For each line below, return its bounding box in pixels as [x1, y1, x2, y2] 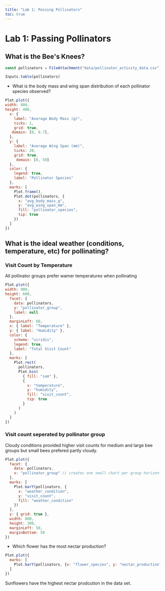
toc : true [5, 12, 26, 17]
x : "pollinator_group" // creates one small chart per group [14, 471, 141, 476]
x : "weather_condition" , [18, 489, 69, 494]
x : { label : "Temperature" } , [9, 324, 71, 329]
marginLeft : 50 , [9, 525, 43, 531]
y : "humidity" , [27, 388, 58, 393]
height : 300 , [9, 521, 36, 526]
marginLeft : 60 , [9, 319, 43, 324]
